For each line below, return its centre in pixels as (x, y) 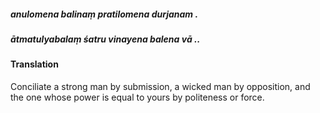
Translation (34, 64)
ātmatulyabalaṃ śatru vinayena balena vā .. (105, 39)
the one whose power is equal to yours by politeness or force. (137, 97)
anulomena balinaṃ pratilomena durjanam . (104, 14)
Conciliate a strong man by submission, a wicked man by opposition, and (160, 86)
